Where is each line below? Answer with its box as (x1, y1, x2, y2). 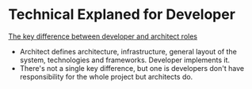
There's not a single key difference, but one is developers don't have (19, 63, 244, 72)
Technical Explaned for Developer (8, 6, 236, 24)
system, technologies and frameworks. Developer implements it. (19, 55, 231, 65)
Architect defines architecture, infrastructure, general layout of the (19, 46, 238, 56)
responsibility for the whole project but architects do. (19, 72, 193, 81)
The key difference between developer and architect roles (8, 32, 198, 41)
